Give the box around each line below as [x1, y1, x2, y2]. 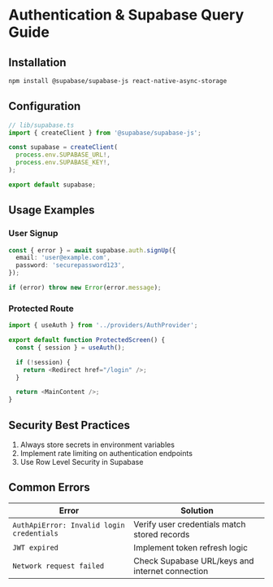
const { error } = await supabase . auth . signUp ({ [8, 246, 176, 254]
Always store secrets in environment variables [19, 440, 175, 449]
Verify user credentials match [133, 519, 246, 530]
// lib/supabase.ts [8, 120, 75, 129]
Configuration [8, 99, 81, 113]
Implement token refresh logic [133, 541, 248, 553]
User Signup [8, 228, 58, 239]
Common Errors [8, 480, 91, 494]
